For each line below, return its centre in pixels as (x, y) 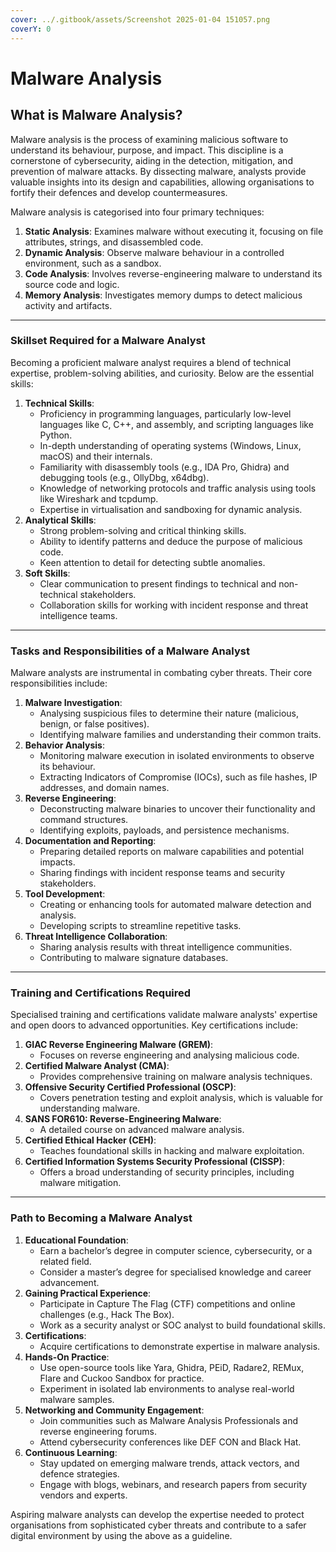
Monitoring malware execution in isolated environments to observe (177, 756)
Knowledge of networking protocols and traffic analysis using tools (178, 488)
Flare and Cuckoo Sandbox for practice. (122, 1378)
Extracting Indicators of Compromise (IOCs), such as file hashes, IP (178, 777)
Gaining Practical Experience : (88, 1293)
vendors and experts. (83, 1495)
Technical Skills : (59, 403)
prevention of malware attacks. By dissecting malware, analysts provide (158, 171)
